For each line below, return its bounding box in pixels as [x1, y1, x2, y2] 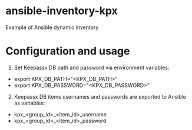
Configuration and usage [5, 44, 130, 58]
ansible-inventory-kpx [5, 4, 118, 18]
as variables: [14, 99, 45, 106]
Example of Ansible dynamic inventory [5, 24, 99, 31]
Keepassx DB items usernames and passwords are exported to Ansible [14, 93, 187, 100]
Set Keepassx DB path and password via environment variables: [14, 64, 170, 71]
